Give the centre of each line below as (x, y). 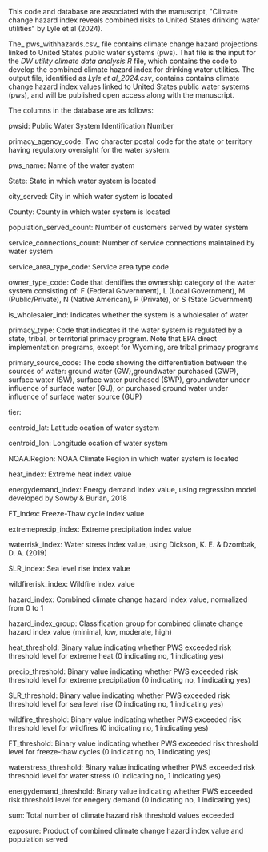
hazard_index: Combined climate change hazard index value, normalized (128, 599)
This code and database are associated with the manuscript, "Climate (123, 12)
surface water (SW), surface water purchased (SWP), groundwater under (129, 380)
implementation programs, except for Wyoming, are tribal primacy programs (134, 347)
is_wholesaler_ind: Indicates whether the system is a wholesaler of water (128, 315)
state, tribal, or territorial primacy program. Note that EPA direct (113, 338)
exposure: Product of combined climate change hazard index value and (126, 831)
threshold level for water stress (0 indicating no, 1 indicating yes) (115, 776)
